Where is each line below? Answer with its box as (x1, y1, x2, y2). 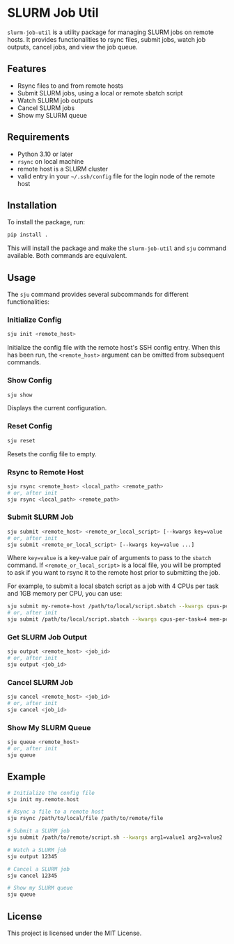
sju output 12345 (7, 853, 58, 860)
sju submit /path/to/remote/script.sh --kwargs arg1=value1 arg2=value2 (7, 834, 223, 841)
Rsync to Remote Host (7, 467, 84, 477)
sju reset (7, 437, 36, 444)
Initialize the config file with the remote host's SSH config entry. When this (7, 343, 221, 352)
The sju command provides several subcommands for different (7, 291, 189, 299)
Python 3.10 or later (17, 150, 73, 158)
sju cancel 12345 (7, 872, 58, 879)
